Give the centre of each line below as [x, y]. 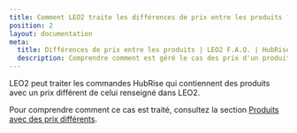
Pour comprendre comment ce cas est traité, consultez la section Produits [144, 110]
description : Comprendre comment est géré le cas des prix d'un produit [154, 58]
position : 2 [31, 26]
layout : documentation [51, 33]
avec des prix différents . [53, 119]
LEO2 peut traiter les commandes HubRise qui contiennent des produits [140, 83]
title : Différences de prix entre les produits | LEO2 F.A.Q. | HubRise [154, 50]
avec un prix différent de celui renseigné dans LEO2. [105, 92]
